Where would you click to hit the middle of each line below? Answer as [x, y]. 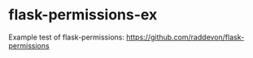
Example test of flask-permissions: [66, 37]
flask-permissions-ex [83, 15]
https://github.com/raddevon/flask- [185, 37]
